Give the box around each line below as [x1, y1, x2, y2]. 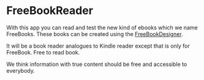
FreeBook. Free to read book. [6, 48, 80, 56]
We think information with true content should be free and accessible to [6, 60, 187, 68]
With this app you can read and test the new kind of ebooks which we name [6, 24, 198, 31]
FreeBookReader [6, 4, 94, 18]
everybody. [6, 67, 35, 74]
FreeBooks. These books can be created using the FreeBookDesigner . [6, 30, 183, 37]
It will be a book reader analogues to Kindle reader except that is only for [6, 42, 190, 49]
